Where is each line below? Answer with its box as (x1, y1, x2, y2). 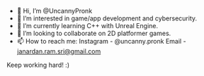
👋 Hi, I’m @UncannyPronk (16, 7, 93, 15)
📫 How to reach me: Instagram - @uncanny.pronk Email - (16, 37, 186, 45)
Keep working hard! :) (6, 61, 70, 69)
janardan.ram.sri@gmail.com (16, 47, 101, 56)
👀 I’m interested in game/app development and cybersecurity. (16, 14, 198, 23)
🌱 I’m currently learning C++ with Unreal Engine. (16, 22, 159, 30)
